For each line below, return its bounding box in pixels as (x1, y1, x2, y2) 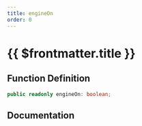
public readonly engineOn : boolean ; (7, 91, 111, 97)
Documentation (7, 110, 75, 121)
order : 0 (7, 16, 32, 23)
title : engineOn (7, 10, 53, 17)
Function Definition (7, 73, 91, 84)
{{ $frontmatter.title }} (7, 46, 136, 61)
